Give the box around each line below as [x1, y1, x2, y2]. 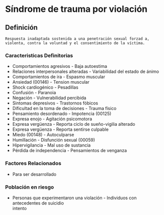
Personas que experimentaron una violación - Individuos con [12, 195, 137, 201]
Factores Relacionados [5, 160, 61, 167]
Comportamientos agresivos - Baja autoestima [12, 63, 108, 69]
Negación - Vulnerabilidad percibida [12, 95, 87, 101]
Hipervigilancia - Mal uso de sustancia [12, 142, 91, 148]
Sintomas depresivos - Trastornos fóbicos [12, 100, 98, 106]
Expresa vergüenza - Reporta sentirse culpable [12, 126, 109, 132]
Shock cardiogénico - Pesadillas [12, 84, 78, 90]
